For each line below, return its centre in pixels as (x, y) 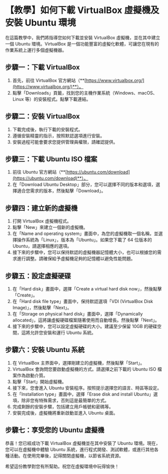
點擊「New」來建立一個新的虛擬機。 (50, 227)
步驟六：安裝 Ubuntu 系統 (45, 350)
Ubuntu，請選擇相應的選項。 (42, 246)
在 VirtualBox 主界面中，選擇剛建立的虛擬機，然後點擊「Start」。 (78, 362)
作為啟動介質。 (32, 375)
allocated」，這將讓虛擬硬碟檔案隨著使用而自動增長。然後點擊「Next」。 (86, 320)
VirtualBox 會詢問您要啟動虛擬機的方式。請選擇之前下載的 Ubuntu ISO (84, 369)
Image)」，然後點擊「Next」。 (42, 307)
